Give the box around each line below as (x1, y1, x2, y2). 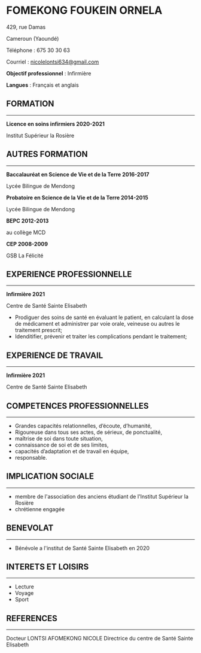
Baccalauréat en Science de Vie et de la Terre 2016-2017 (6, 171, 150, 178)
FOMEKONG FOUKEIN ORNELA (6, 4, 163, 17)
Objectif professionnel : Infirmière (6, 69, 92, 77)
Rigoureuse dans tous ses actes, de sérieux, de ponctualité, (14, 429, 163, 436)
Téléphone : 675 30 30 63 (6, 46, 71, 54)
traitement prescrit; (14, 327, 63, 334)
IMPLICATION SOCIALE (6, 471, 95, 482)
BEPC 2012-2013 (6, 217, 49, 224)
